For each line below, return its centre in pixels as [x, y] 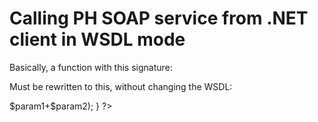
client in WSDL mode [97, 39]
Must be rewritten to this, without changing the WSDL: [121, 86]
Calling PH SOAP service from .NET [159, 18]
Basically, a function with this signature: [91, 67]
